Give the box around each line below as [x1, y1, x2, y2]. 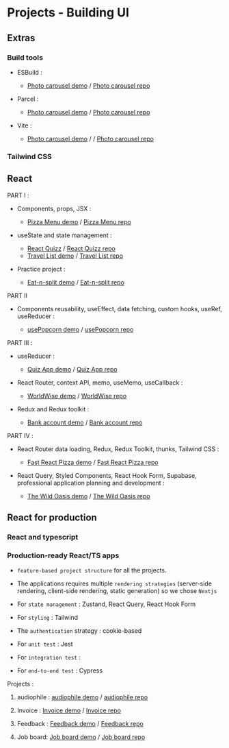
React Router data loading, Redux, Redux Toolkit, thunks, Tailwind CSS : [16, 444, 219, 453]
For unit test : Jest [16, 640, 73, 649]
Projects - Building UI [7, 5, 130, 21]
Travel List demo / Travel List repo [27, 252, 124, 260]
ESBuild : [16, 68, 42, 76]
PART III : [7, 338, 33, 347]
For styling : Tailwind [16, 614, 79, 622]
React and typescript [7, 532, 79, 542]
